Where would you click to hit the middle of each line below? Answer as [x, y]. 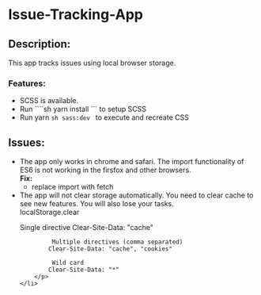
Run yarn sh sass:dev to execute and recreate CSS [104, 117]
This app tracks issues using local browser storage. [92, 63]
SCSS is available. [49, 101]
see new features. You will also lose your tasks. [96, 204]
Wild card [68, 263]
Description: [40, 44]
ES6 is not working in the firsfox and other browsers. [105, 170]
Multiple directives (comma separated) [117, 242]
